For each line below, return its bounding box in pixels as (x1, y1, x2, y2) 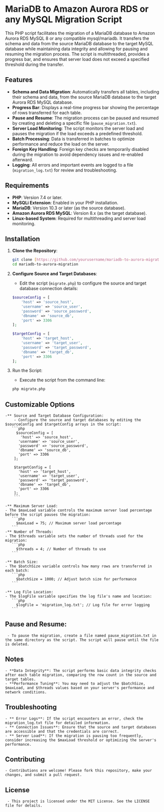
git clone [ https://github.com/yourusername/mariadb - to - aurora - (12, 257, 146, 262)
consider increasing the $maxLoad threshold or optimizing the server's (5, 737, 157, 743)
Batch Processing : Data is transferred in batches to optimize (12, 136, 135, 142)
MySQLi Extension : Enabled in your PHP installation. (12, 200, 118, 205)
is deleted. (5, 641, 29, 647)
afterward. (12, 156, 33, 163)
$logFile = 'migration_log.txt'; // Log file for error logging (16, 603, 150, 608)
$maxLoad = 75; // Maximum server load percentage (16, 521, 121, 526)
